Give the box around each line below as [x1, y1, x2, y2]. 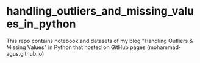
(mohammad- [146, 44, 182, 51]
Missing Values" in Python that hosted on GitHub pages [6, 44, 146, 51]
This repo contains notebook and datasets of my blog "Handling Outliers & [6, 37, 193, 44]
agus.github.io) [6, 50, 45, 57]
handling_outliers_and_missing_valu [6, 4, 194, 18]
